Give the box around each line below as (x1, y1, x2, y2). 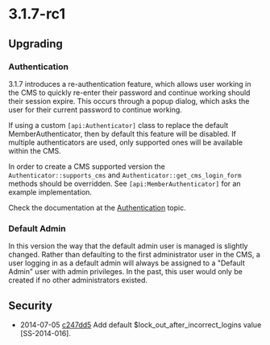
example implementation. (8, 187, 93, 197)
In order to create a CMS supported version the (8, 162, 165, 171)
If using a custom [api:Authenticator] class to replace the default (8, 120, 229, 129)
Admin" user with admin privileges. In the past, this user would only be (8, 267, 243, 277)
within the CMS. (8, 146, 62, 155)
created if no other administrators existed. (8, 275, 147, 285)
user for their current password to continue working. (8, 105, 183, 114)
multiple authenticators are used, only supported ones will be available (8, 138, 243, 147)
